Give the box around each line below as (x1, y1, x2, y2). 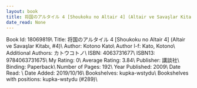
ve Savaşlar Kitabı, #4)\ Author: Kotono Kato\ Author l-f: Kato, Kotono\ (6, 43, 175, 50)
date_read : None (6, 19, 46, 25)
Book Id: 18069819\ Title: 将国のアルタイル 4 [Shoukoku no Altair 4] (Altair (6, 36, 185, 43)
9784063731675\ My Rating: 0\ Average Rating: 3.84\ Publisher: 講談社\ (6, 57, 179, 64)
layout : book (6, 8, 38, 15)
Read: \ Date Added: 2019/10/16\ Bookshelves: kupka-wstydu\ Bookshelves (6, 69, 189, 76)
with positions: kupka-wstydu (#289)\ (6, 76, 98, 83)
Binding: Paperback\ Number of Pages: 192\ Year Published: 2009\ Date (6, 64, 181, 71)
